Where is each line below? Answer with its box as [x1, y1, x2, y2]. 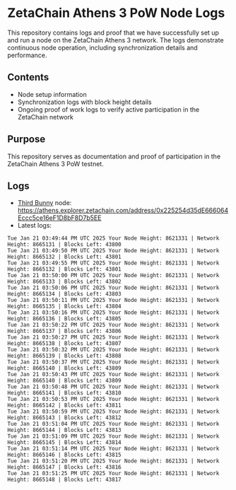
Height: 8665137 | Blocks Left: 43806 [7, 327, 122, 335]
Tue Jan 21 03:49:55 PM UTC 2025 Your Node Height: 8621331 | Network [7, 259, 220, 267]
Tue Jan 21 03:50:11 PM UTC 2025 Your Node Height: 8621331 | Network [7, 297, 220, 304]
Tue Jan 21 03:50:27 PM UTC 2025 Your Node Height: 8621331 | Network [7, 334, 220, 341]
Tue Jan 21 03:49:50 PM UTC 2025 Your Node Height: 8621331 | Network [7, 247, 220, 255]
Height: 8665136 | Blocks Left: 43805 [7, 315, 122, 322]
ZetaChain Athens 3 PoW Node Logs [7, 5, 225, 21]
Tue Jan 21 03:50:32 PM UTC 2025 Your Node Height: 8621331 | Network [7, 346, 220, 354]
